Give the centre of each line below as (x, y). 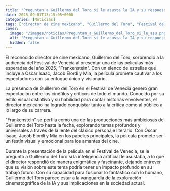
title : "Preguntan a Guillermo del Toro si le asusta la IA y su (75, 10)
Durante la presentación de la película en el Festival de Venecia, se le (77, 151)
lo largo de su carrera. (28, 110)
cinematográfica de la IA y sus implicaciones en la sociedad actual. (75, 183)
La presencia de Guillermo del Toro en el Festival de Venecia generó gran (82, 88)
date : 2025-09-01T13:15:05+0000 (39, 15)
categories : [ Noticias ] (30, 19)
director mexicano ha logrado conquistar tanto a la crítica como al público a (84, 105)
